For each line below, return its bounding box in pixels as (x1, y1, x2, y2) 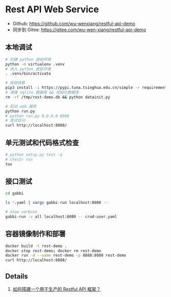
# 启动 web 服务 (5, 104, 37, 109)
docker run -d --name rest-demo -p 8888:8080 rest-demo (5, 253, 126, 258)
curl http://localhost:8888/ (5, 258, 67, 263)
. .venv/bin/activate (5, 71, 51, 76)
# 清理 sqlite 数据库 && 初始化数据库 (5, 90, 79, 95)
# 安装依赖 (5, 80, 25, 85)
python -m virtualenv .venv (5, 61, 65, 67)
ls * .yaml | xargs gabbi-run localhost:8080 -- (5, 200, 108, 205)
